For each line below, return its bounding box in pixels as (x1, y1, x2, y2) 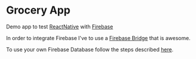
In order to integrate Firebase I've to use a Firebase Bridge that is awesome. (6, 34, 191, 41)
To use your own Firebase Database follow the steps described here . (6, 45, 174, 53)
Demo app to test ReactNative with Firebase (6, 23, 113, 30)
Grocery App (6, 4, 71, 17)
